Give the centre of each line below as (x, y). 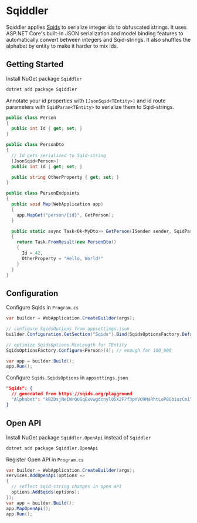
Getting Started (35, 64)
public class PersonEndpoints (43, 193)
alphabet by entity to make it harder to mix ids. (62, 46)
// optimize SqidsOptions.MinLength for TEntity (67, 345)
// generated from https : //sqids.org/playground (72, 394)
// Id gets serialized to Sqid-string (59, 155)
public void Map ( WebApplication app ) (57, 204)
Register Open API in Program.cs (45, 459)
